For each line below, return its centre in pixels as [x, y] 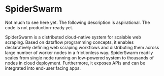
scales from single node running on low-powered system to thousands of [80, 57]
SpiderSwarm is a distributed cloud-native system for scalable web [73, 37]
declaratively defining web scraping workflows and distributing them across [82, 47]
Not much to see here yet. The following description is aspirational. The [78, 22]
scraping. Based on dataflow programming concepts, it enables [69, 42]
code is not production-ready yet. [39, 27]
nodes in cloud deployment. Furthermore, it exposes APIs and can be [75, 63]
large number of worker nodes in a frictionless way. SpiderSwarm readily [79, 53]
